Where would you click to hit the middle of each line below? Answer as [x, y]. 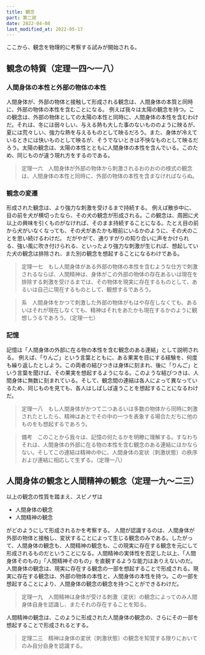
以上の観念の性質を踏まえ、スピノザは [54, 497]
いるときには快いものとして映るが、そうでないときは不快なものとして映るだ [102, 140]
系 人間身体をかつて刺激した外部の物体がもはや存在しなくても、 [104, 303]
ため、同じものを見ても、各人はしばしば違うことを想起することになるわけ [105, 388]
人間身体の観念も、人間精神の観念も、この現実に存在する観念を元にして [107, 546]
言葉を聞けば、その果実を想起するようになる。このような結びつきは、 [105, 372]
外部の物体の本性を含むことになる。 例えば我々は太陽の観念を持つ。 [103, 109]
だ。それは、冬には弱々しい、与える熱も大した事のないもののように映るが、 [102, 124]
